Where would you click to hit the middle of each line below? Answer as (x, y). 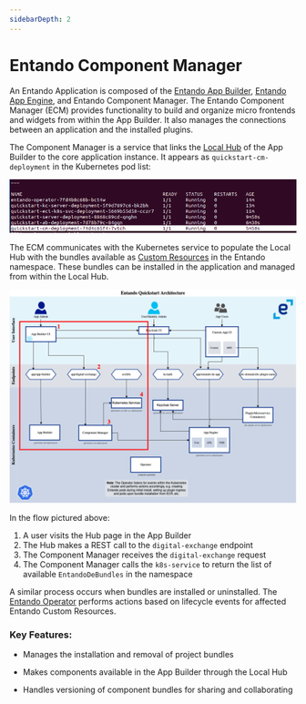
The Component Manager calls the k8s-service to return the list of (147, 565)
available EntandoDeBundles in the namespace (107, 575)
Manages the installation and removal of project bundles (128, 655)
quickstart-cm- (240, 158)
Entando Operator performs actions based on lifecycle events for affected (148, 602)
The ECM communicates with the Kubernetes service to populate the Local (150, 248)
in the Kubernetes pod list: (102, 166)
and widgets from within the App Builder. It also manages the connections (148, 119)
